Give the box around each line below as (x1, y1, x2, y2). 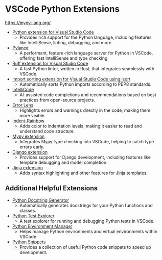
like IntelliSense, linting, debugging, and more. (19, 39, 113, 45)
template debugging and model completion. (19, 159, 108, 165)
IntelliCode (12, 86, 34, 92)
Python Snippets (12, 239, 46, 245)
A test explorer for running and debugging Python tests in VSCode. (19, 218, 155, 224)
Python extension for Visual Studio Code (12, 29, 94, 35)
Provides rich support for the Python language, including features (19, 34, 152, 40)
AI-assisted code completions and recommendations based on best (19, 92, 157, 98)
